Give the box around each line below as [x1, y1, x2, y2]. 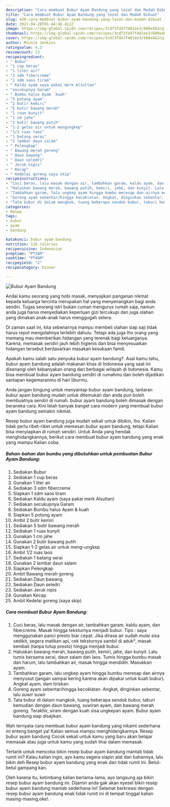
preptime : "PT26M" [6, 251, 44, 256]
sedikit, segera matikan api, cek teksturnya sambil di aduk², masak [13, 638, 152, 644]
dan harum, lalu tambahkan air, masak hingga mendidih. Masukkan [13, 659, 152, 665]
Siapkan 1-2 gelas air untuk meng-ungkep [13, 544, 100, 550]
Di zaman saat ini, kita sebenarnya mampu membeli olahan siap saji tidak [6, 324, 157, 330]
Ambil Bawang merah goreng [13, 570, 74, 577]
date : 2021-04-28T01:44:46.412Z [6, 21, 74, 27]
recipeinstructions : [6, 176, 49, 182]
